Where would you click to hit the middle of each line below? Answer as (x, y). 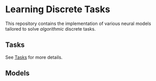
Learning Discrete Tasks (58, 9)
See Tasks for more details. (34, 57)
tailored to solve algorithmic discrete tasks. (50, 29)
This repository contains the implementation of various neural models (78, 23)
